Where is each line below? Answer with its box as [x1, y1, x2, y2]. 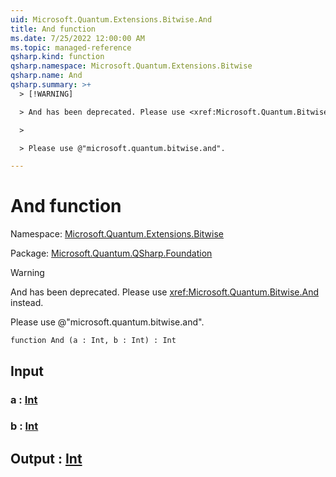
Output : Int [10, 450, 83, 467]
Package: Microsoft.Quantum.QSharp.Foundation [10, 247, 213, 260]
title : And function [10, 24, 97, 34]
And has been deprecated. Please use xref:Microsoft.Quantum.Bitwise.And [10, 286, 319, 298]
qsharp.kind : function [10, 52, 105, 62]
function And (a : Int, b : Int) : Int [10, 336, 177, 346]
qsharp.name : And [10, 71, 83, 81]
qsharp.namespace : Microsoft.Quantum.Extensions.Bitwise [10, 61, 253, 71]
